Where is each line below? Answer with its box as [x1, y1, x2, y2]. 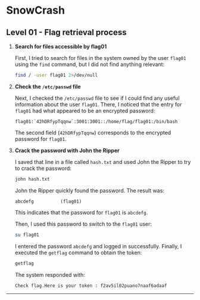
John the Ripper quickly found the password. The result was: [14, 187, 165, 194]
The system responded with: [14, 271, 85, 278]
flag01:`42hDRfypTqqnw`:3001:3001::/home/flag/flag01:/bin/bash [14, 118, 178, 125]
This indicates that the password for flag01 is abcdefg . [14, 209, 148, 216]
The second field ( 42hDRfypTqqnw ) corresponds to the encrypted [14, 129, 171, 136]
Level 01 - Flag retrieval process [6, 27, 127, 37]
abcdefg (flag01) [14, 198, 82, 204]
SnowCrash [6, 4, 65, 17]
